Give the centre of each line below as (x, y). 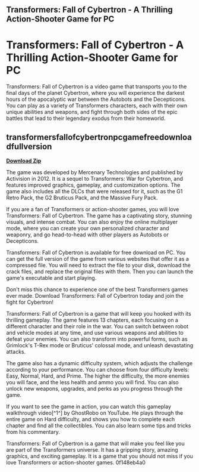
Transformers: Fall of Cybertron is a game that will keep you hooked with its (99, 314)
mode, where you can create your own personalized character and (88, 229)
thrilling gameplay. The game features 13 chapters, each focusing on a (92, 320)
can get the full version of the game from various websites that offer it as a (97, 259)
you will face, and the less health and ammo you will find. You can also (93, 382)
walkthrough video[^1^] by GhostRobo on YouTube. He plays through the (95, 413)
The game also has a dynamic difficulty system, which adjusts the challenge (99, 363)
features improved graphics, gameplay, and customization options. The (93, 185)
